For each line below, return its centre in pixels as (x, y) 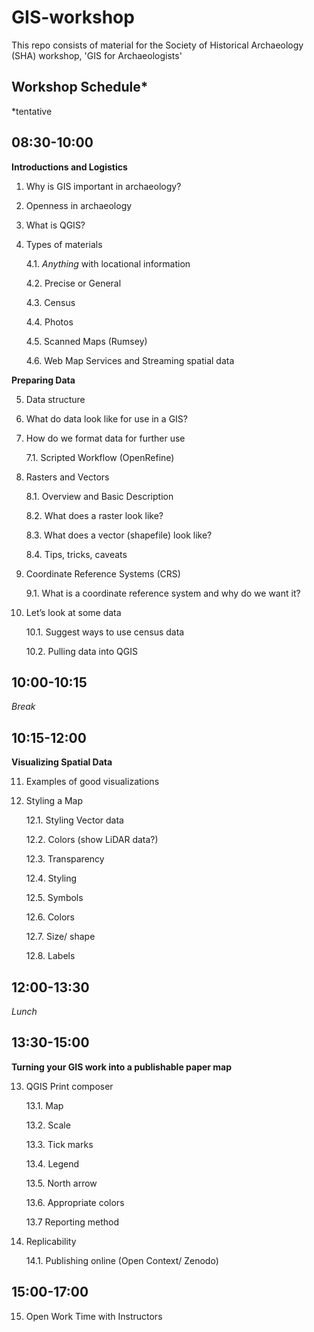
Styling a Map (54, 801)
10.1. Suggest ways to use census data (105, 632)
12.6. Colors (50, 917)
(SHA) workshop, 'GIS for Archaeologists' (97, 55)
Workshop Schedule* (80, 87)
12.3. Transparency (65, 859)
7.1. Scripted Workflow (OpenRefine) (100, 457)
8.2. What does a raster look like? (94, 515)
